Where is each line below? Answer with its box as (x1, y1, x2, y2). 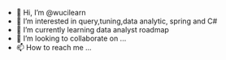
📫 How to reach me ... (15, 43, 92, 52)
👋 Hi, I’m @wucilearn (15, 8, 86, 17)
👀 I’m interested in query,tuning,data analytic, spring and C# (15, 16, 218, 26)
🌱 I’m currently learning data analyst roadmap (15, 25, 169, 34)
